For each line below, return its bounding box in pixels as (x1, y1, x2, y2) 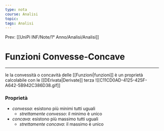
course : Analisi (5, 12, 38, 17)
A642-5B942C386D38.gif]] (5, 83, 61, 88)
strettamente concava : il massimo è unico (19, 121, 104, 127)
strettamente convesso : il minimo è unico (19, 111, 102, 117)
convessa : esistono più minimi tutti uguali (12, 106, 96, 111)
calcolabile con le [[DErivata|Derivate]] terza (5, 77, 94, 83)
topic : (5, 16, 19, 21)
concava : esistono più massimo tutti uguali (12, 116, 99, 122)
